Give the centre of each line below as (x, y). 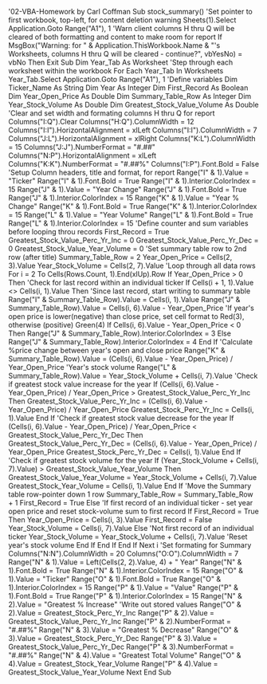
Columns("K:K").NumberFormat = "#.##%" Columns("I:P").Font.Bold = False (134, 164)
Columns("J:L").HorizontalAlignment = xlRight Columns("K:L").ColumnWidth (132, 138)
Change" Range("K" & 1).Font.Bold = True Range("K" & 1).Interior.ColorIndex (133, 206)
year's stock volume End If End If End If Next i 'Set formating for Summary (130, 545)
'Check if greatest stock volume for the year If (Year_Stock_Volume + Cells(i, (133, 460)
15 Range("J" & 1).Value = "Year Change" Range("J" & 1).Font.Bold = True (128, 189)
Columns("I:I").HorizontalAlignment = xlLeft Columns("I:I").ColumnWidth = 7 (133, 130)
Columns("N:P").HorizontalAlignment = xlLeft (82, 155)
